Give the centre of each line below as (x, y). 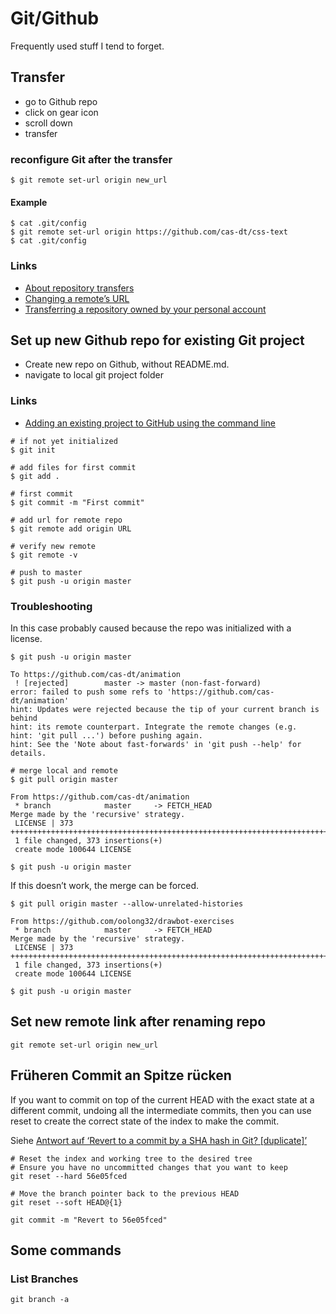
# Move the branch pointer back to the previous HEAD (125, 1193)
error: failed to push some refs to (86, 692)
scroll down (48, 123)
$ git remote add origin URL (71, 528)
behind (24, 718)
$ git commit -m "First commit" (77, 502)
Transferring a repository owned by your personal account (145, 309)
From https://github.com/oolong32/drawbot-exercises (122, 921)
